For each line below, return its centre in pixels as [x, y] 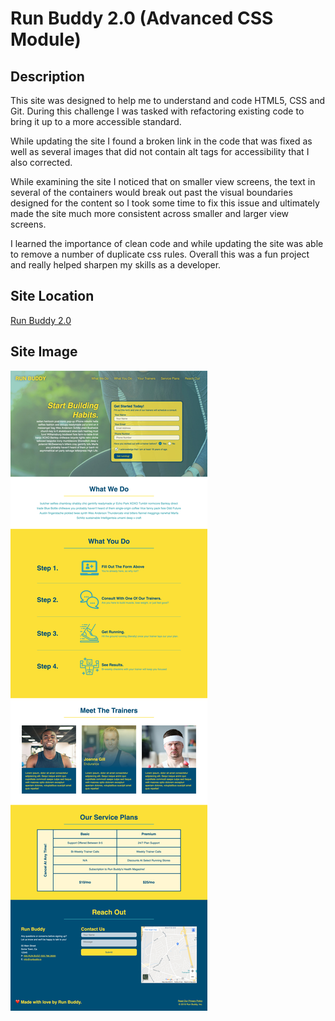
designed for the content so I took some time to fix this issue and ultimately [165, 203]
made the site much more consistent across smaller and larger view [150, 213]
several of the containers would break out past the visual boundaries [151, 192]
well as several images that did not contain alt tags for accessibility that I [160, 151]
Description [47, 76]
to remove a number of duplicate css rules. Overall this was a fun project [160, 254]
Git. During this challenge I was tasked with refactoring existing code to [157, 111]
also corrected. [41, 162]
